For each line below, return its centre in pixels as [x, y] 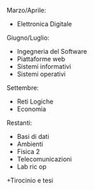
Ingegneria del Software [52, 51]
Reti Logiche [35, 101]
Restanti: [19, 123]
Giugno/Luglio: [28, 38]
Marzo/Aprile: [27, 10]
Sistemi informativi [44, 66]
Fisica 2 [28, 151]
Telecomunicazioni [44, 159]
